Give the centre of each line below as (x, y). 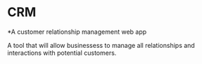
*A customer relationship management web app (77, 32)
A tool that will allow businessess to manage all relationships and (101, 45)
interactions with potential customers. (62, 53)
